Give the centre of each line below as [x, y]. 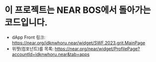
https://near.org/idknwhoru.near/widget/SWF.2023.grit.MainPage [78, 43]
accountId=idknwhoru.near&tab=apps [51, 54]
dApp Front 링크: [28, 37]
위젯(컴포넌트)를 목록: [33, 49]
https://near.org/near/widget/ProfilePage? [97, 49]
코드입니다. [26, 23]
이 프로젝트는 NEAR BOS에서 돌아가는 [78, 10]
